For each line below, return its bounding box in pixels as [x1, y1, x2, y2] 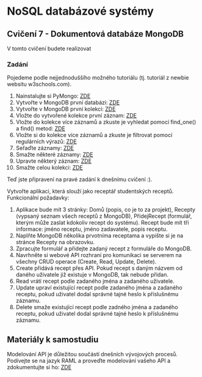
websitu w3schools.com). [7, 81, 72, 88]
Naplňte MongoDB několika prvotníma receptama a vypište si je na [15, 232, 184, 239]
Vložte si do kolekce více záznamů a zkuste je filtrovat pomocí [15, 132, 173, 139]
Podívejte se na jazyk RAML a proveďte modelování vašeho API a [7, 357, 171, 365]
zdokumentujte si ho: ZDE [7, 364, 72, 371]
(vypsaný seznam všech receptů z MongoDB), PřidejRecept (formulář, [15, 212, 192, 220]
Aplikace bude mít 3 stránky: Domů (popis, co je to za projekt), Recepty [15, 206, 196, 214]
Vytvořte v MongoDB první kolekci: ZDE [15, 105, 116, 113]
